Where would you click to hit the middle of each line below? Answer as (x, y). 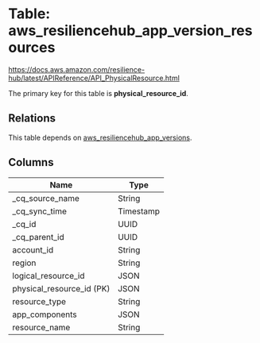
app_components (45, 314)
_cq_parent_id (39, 237)
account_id (33, 249)
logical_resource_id (49, 276)
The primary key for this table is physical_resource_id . (98, 93)
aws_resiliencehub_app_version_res (130, 31)
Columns (31, 162)
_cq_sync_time (40, 211)
